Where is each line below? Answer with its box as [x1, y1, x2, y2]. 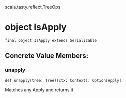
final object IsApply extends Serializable [5, 38, 97, 43]
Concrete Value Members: [5, 52, 89, 60]
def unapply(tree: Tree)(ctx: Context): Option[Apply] [5, 78, 122, 83]
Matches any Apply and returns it [5, 87, 74, 93]
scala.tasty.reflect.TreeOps [5, 4, 61, 10]
